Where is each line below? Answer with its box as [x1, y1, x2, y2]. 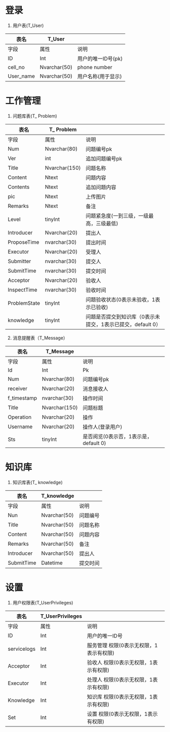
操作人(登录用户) [82, 423, 122, 430]
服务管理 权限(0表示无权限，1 [87, 642, 158, 649]
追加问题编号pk [86, 155, 122, 162]
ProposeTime [8, 238, 39, 245]
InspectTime [8, 286, 37, 293]
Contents [8, 183, 30, 190]
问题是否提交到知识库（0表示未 [86, 313, 160, 320]
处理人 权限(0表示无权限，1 [87, 676, 153, 683]
